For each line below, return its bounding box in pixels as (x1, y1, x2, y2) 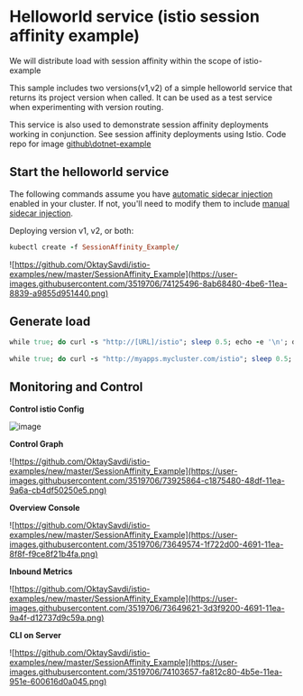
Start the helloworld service (9, 164, 170, 180)
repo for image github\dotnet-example (9, 138, 151, 149)
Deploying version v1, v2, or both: (9, 225, 134, 236)
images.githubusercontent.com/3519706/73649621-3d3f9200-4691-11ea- (9, 602, 286, 613)
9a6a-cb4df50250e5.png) (9, 485, 107, 496)
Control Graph (9, 438, 64, 449)
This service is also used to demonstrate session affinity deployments (9, 119, 269, 130)
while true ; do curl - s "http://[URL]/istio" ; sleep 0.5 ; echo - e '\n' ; (9, 338, 289, 347)
